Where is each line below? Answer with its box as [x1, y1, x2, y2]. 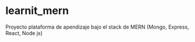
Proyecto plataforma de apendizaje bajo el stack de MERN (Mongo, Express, [5, 23, 189, 30]
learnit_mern [5, 4, 69, 17]
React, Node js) [5, 29, 43, 36]
